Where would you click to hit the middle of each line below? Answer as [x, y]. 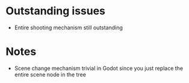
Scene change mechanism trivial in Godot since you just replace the [99, 68]
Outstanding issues [56, 11]
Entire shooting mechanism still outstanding [68, 27]
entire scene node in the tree [50, 74]
